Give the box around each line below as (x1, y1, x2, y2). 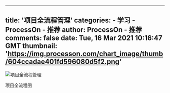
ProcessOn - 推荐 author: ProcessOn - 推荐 (5, 26, 143, 34)
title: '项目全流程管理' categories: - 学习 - (5, 16, 136, 25)
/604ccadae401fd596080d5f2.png (5, 58, 120, 66)
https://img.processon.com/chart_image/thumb (7, 50, 163, 58)
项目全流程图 (5, 82, 32, 88)
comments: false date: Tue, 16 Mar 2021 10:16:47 (5, 34, 163, 42)
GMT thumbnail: (5, 41, 58, 51)
